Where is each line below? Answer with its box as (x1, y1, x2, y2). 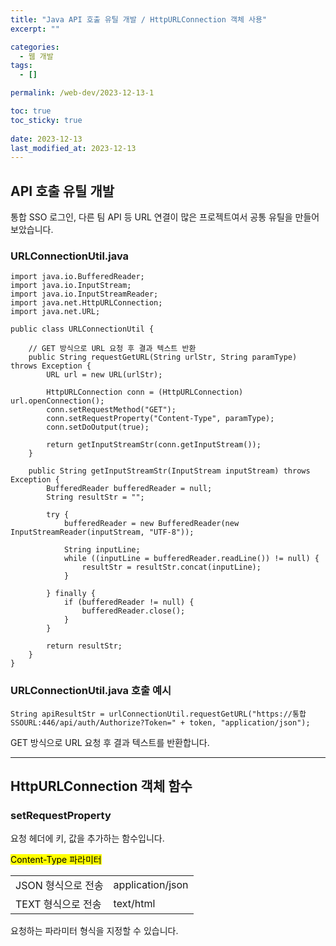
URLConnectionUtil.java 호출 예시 (10, 684, 172, 698)
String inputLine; (63, 545, 141, 555)
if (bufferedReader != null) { (63, 597, 195, 608)
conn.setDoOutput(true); (46, 422, 150, 433)
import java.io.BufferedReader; (10, 272, 145, 282)
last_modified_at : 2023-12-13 (10, 143, 137, 153)
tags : (10, 61, 33, 71)
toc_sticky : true (10, 115, 83, 125)
